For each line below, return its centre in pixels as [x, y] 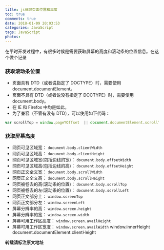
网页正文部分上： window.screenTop [47, 196]
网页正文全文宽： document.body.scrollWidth [57, 172]
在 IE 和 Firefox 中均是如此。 [41, 107]
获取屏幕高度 [20, 136]
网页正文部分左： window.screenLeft [49, 203]
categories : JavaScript [29, 28]
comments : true [20, 19]
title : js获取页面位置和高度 [31, 10]
